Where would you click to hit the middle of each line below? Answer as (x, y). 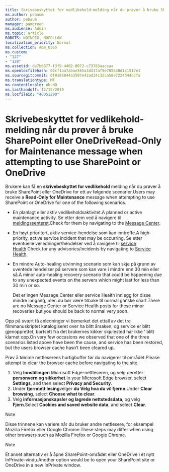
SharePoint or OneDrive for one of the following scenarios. (66, 203)
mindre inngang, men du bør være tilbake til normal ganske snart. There (86, 301)
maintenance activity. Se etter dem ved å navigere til (67, 218)
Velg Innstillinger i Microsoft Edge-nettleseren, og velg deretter (78, 373)
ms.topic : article (24, 33)
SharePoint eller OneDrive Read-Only (83, 140)
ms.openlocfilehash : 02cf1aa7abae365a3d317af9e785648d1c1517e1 (73, 71)
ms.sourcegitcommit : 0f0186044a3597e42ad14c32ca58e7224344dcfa (73, 76)
